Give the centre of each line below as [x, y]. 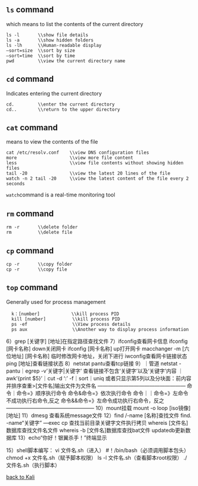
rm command [30, 213]
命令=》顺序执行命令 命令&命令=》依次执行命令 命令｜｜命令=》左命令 [102, 393]
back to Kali [21, 477]
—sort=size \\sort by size [41, 50]
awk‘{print [19, 378]
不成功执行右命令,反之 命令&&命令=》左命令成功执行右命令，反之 [85, 401]
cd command [30, 79]
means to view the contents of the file [52, 142]
